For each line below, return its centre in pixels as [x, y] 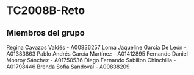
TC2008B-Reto [46, 11]
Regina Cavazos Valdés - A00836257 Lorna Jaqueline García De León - [97, 47]
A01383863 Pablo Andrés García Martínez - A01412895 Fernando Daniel [97, 54]
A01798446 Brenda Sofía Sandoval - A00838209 [68, 67]
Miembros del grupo [46, 33]
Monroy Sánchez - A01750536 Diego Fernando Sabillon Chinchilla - [91, 60]
